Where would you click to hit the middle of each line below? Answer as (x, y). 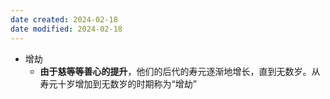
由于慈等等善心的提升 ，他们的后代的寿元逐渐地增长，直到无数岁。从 (180, 71)
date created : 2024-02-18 (64, 19)
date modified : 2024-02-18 (66, 29)
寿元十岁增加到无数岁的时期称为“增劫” (118, 83)
